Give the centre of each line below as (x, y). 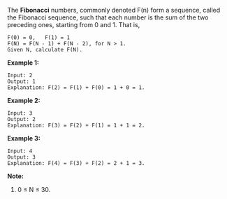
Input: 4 (20, 151)
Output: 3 (22, 157)
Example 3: (24, 138)
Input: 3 (20, 113)
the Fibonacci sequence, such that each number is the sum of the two (108, 17)
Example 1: (23, 63)
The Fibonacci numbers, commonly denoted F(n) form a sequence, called (114, 10)
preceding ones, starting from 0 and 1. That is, (74, 25)
